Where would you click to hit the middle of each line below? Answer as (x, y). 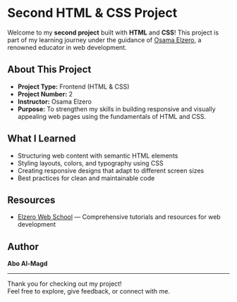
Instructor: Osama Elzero (54, 101)
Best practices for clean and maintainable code (86, 178)
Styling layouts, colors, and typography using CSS (90, 163)
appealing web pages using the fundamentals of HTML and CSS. (112, 116)
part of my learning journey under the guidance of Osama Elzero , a (104, 39)
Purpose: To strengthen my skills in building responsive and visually (117, 109)
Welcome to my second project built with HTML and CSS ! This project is (113, 32)
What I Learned (42, 139)
